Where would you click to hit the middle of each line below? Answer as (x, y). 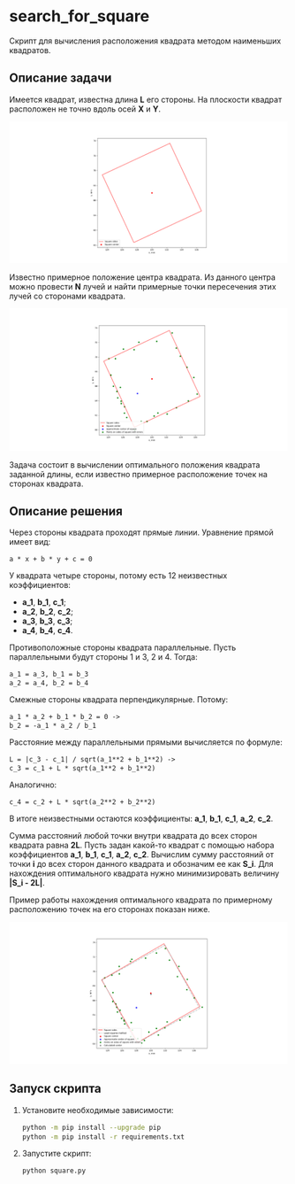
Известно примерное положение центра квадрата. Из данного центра (143, 277)
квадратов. (30, 50)
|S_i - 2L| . (27, 883)
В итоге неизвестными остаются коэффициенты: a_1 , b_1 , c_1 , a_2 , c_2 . (141, 819)
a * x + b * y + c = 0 (51, 560)
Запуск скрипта (55, 1089)
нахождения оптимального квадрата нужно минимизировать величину (144, 873)
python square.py (54, 1171)
